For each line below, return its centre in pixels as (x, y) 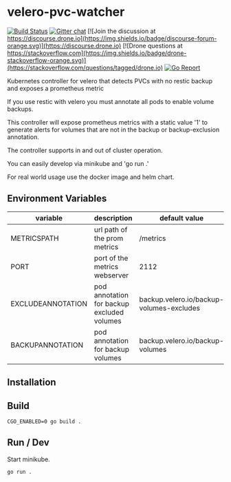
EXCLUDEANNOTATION (49, 304)
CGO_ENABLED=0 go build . (44, 421)
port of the (111, 258)
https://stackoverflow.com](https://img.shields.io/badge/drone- (97, 53)
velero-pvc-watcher (66, 12)
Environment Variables (57, 199)
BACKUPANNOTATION (47, 345)
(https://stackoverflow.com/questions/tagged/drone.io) (85, 67)
